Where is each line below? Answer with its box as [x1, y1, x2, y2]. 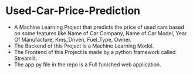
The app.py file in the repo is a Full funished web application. [13, 60, 162, 68]
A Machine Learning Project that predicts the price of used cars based [13, 23, 184, 31]
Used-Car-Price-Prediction [5, 4, 141, 18]
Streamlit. [13, 55, 38, 62]
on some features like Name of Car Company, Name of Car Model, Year [13, 29, 187, 36]
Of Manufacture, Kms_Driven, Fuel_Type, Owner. [13, 36, 132, 43]
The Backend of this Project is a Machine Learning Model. [13, 42, 154, 49]
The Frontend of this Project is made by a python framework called [13, 48, 176, 55]
